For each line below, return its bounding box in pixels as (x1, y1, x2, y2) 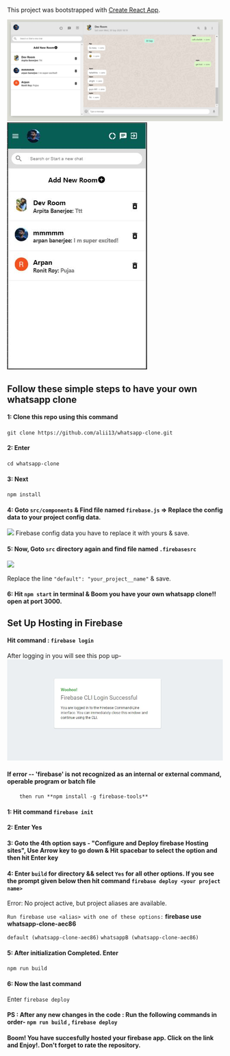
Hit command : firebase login (7, 636, 94, 644)
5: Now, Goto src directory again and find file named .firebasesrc (7, 545, 196, 553)
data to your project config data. (7, 513, 101, 521)
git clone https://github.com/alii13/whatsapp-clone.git (7, 429, 173, 436)
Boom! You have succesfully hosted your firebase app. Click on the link (7, 1033, 214, 1042)
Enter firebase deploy (7, 995, 70, 1003)
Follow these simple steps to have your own (7, 383, 197, 395)
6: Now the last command (7, 979, 82, 987)
